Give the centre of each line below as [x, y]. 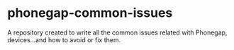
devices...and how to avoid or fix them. [64, 39]
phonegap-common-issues [90, 13]
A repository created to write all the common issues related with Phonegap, [117, 32]
